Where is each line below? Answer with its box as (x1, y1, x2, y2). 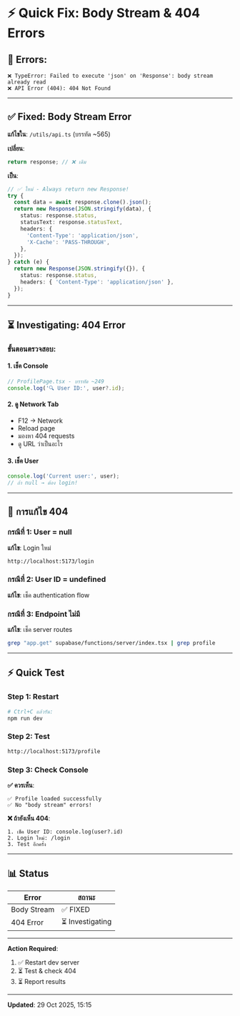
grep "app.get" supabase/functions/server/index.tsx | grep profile (7, 640, 216, 647)
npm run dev (7, 715, 43, 722)
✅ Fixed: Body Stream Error (7, 111, 132, 123)
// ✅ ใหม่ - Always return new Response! (7, 186, 129, 193)
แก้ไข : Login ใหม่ (7, 543, 51, 552)
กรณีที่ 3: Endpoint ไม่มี (7, 609, 81, 619)
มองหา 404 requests (17, 432, 75, 441)
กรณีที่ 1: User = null (7, 527, 73, 537)
